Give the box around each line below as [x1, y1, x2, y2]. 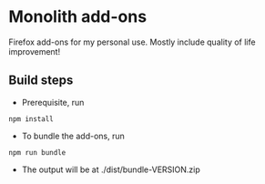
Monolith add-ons [8, 6, 148, 27]
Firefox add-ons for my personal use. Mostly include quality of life [8, 36, 256, 47]
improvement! [8, 46, 61, 56]
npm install [8, 114, 54, 124]
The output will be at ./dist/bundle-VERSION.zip [21, 164, 201, 175]
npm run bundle [8, 148, 66, 157]
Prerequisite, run [21, 97, 85, 107]
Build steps [8, 73, 74, 88]
